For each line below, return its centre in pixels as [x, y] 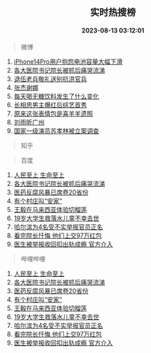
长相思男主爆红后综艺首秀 [50, 105]
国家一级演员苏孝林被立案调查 [56, 131]
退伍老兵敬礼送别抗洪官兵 [50, 79]
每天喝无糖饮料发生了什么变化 [56, 96]
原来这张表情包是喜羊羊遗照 [53, 114]
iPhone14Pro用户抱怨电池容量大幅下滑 [68, 62]
